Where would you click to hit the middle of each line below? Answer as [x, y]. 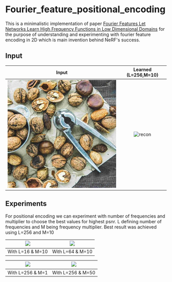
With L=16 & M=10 [28, 252]
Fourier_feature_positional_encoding [85, 9]
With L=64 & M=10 [72, 252]
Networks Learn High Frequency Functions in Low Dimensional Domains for [85, 29]
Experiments [26, 204]
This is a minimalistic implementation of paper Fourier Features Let [76, 24]
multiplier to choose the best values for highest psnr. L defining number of [84, 221]
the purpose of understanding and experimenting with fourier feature [78, 34]
